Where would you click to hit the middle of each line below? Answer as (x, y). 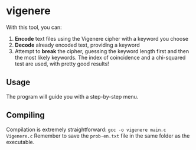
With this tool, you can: (34, 27)
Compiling (26, 115)
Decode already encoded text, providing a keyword (77, 45)
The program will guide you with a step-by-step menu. (72, 96)
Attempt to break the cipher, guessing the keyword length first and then (102, 51)
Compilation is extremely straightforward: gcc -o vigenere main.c (86, 129)
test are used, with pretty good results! (62, 64)
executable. (20, 142)
